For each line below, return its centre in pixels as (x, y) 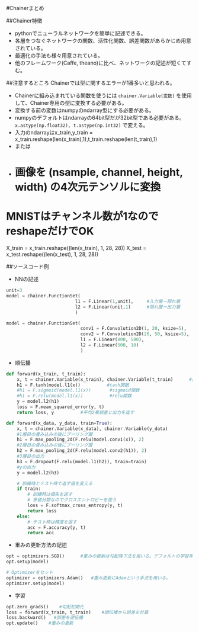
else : (24, 516)
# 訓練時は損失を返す (50, 495)
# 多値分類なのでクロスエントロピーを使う (72, 500)
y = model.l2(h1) (38, 402)
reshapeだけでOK (50, 231)
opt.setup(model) (28, 562)
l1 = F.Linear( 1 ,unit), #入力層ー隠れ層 (128, 301)
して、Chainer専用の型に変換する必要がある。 (71, 103)
